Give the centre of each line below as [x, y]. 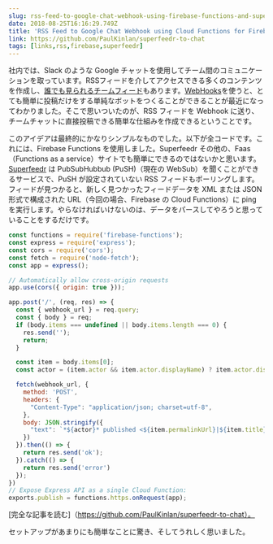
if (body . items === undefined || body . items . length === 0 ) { [121, 325]
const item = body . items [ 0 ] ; [65, 363]
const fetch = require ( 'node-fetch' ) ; [74, 258]
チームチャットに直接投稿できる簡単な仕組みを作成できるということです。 [132, 121]
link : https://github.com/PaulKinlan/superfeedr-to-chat [107, 39]
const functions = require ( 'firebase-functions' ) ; [96, 235]
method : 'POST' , [51, 392]
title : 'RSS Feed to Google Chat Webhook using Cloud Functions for [127, 31]
